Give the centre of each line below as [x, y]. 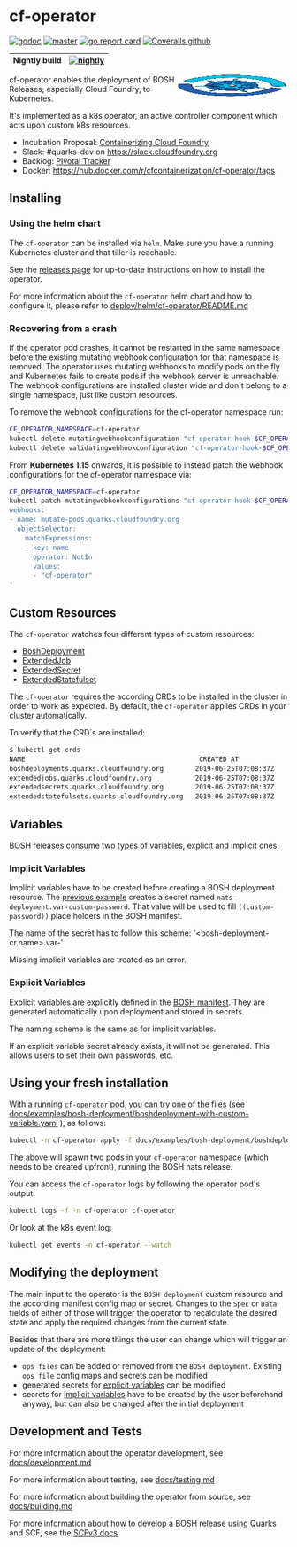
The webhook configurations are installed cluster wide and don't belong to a [148, 385]
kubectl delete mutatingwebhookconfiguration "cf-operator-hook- [132, 439]
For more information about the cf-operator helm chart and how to [130, 296]
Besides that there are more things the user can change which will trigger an [148, 1339]
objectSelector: [47, 529]
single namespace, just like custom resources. [94, 394]
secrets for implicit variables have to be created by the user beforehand [152, 1394]
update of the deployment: [57, 1349]
